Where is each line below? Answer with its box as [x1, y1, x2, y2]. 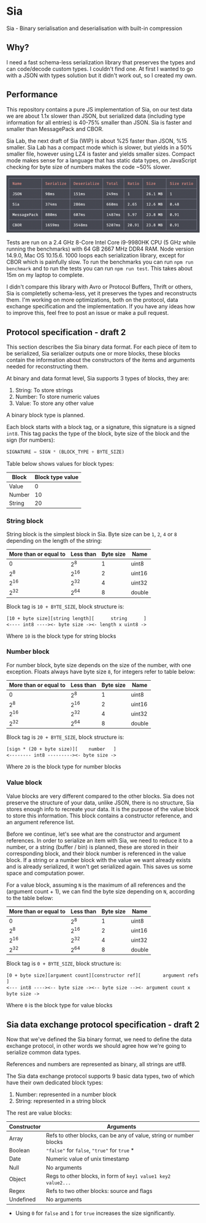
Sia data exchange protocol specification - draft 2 [6, 1019, 200, 1030]
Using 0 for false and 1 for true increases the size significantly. [15, 1209, 176, 1217]
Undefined [9, 1196, 36, 1203]
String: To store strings [15, 387, 74, 393]
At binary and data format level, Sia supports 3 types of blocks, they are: [6, 375, 190, 382]
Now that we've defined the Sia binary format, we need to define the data [6, 1036, 192, 1043]
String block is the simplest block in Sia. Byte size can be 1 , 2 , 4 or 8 [6, 530, 177, 537]
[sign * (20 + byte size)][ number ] [6, 746, 116, 752]
